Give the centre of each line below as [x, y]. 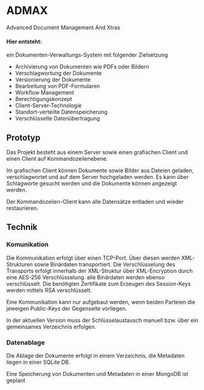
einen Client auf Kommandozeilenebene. [57, 158]
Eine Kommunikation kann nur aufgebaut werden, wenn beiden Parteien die [101, 302]
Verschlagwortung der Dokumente [58, 73]
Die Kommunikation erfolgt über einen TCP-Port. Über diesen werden [93, 258]
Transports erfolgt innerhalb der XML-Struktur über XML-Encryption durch [100, 271]
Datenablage [26, 343]
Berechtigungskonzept [44, 99]
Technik [22, 227]
